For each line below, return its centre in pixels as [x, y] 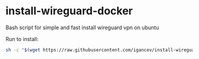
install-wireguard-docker [69, 11]
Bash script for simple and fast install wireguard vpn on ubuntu [82, 27]
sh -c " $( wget [23, 50]
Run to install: [22, 39]
